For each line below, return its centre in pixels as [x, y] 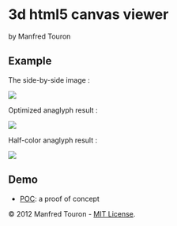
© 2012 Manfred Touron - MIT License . [72, 213]
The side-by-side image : [49, 80]
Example [30, 61]
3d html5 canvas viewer [88, 15]
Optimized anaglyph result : [53, 110]
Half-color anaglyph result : [53, 140]
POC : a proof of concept [60, 198]
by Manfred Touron [40, 36]
